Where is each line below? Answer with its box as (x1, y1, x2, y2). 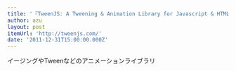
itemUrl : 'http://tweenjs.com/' (7, 30, 102, 37)
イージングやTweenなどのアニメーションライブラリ (7, 57, 156, 65)
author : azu (7, 17, 42, 24)
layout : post (7, 23, 46, 30)
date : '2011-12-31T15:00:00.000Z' (7, 37, 109, 44)
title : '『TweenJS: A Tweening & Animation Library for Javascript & (7, 10, 214, 18)
